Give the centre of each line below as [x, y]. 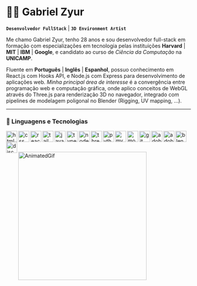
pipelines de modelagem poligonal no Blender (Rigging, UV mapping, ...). [94, 101]
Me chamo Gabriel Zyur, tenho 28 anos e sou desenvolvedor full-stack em [96, 39]
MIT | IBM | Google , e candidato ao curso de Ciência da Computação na [94, 52]
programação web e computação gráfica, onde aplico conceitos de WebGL [97, 88]
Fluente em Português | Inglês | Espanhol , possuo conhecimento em [90, 69]
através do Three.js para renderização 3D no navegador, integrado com [93, 94]
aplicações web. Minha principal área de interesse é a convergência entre [96, 82]
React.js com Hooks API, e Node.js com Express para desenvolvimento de [96, 76]
